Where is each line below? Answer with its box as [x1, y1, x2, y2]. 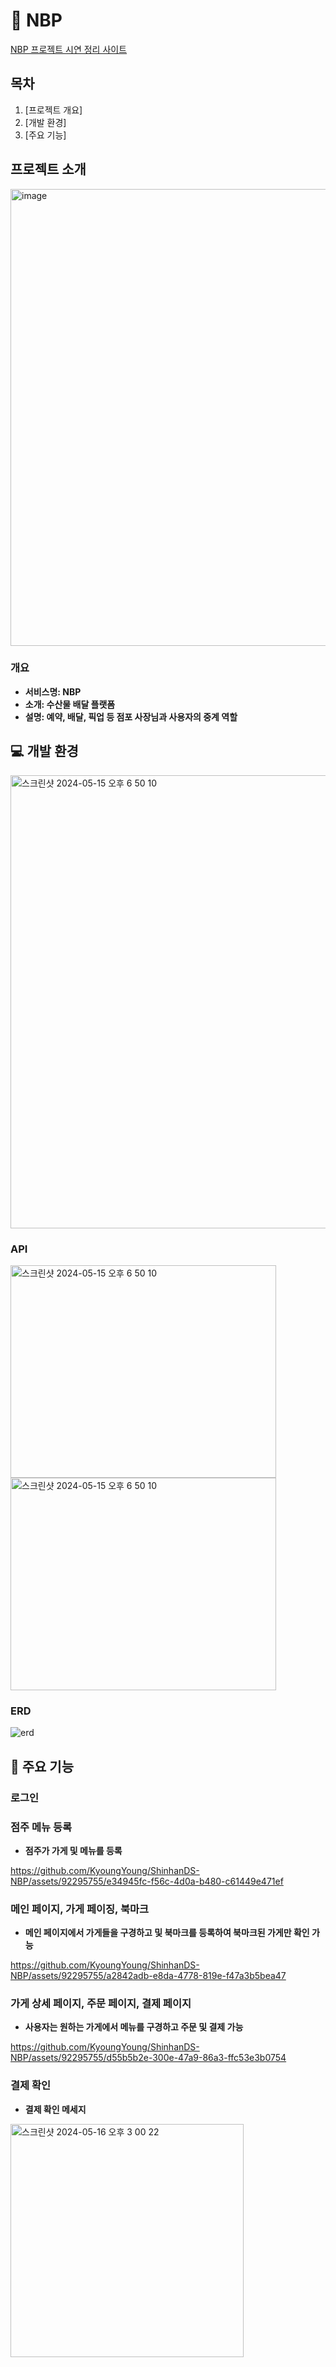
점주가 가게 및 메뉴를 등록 [24, 1844, 123, 1856]
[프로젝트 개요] [24, 104, 83, 116]
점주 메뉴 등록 [10, 1820, 73, 1834]
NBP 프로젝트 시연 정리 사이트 [10, 43, 128, 55]
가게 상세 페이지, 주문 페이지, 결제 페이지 [10, 1997, 192, 2011]
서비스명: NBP [24, 685, 82, 698]
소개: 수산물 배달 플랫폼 [24, 698, 116, 710]
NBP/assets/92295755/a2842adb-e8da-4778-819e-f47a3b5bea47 [10, 1970, 287, 1982]
